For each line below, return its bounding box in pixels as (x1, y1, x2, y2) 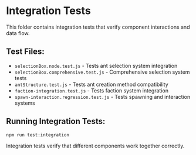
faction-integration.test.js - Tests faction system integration (14, 87, 169, 94)
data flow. (6, 29, 31, 36)
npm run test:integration (6, 132, 69, 138)
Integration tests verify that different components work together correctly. (6, 142, 185, 150)
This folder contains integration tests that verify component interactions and (6, 23, 190, 30)
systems (14, 99, 35, 106)
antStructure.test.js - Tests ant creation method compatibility (14, 81, 168, 88)
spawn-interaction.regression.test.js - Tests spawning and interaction (14, 93, 191, 100)
